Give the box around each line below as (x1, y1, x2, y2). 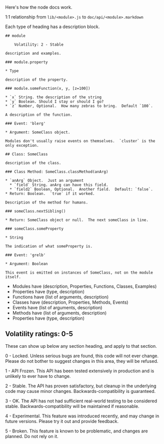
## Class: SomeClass (5, 152, 48, 157)
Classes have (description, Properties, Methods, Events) (12, 299, 128, 305)
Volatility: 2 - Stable (14, 42, 64, 47)
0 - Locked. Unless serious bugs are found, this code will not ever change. (5, 353, 159, 359)
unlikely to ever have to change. (5, 373, 71, 379)
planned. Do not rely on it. (5, 433, 58, 439)
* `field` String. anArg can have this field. (9, 182, 108, 187)
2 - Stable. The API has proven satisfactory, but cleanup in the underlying (5, 383, 156, 389)
